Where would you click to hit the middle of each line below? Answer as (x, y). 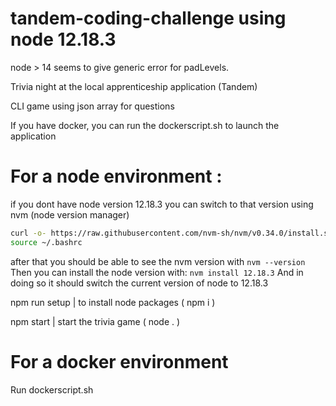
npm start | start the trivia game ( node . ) (95, 321)
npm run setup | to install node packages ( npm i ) (113, 302)
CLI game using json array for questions (92, 106)
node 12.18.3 (63, 39)
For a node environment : (116, 176)
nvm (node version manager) (70, 214)
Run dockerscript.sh (52, 389)
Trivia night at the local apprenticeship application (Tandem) (134, 86)
